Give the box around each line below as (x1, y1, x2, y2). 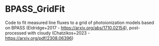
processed (5, 30, 27, 36)
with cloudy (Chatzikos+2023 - (27, 30, 90, 36)
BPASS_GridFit (5, 3, 65, 15)
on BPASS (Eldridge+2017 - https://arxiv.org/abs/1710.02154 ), (5, 24, 128, 30)
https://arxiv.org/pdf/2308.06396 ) (5, 35, 74, 41)
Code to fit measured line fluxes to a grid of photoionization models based (5, 20, 155, 25)
